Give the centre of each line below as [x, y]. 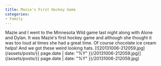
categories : [17, 14]
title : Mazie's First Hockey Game [41, 10]
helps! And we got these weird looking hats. [49, 48]
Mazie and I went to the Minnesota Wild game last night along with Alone [79, 33]
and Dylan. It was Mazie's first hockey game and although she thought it [78, 38]
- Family [14, 19]
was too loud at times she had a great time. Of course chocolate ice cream [81, 43]
